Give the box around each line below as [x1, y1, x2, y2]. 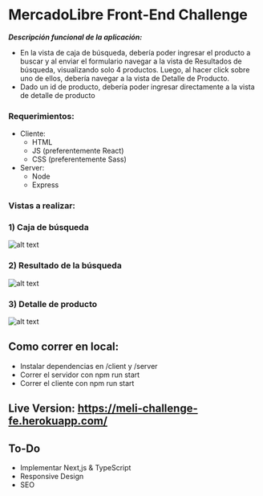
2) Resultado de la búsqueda [8, 260, 122, 271]
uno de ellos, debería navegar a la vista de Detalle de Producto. [19, 73, 230, 83]
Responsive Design [19, 472, 84, 482]
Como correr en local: [8, 340, 119, 354]
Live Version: [8, 402, 76, 416]
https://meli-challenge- [77, 402, 198, 416]
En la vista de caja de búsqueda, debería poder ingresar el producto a [19, 47, 251, 57]
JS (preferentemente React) [31, 146, 124, 156]
